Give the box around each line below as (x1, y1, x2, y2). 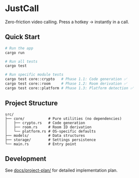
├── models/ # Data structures (5, 133, 85, 138)
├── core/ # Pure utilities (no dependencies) (5, 116, 122, 121)
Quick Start (5, 33, 40, 41)
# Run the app (5, 45, 34, 51)
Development (5, 154, 47, 163)
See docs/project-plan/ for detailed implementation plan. (5, 167, 118, 173)
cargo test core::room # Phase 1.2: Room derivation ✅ (5, 81, 127, 86)
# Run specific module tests (5, 72, 64, 77)
